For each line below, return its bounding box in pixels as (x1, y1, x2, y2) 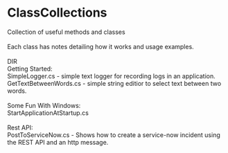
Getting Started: (7, 64, 53, 73)
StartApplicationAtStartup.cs (7, 109, 89, 117)
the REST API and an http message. (7, 138, 109, 146)
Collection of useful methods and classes (7, 28, 126, 36)
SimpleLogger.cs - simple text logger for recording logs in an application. (7, 71, 216, 80)
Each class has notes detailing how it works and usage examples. (7, 42, 194, 51)
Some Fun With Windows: (7, 101, 81, 109)
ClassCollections (7, 5, 107, 21)
